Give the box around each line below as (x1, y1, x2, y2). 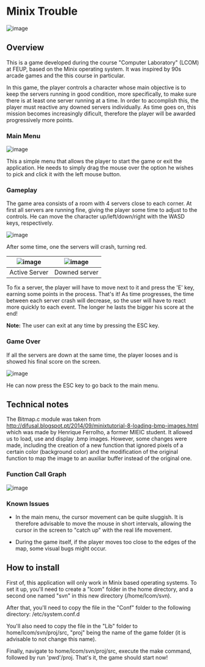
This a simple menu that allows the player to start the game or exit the (6, 158, 182, 165)
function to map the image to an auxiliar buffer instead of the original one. (6, 454, 192, 462)
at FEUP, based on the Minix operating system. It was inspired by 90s (6, 65, 182, 72)
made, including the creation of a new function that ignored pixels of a (6, 442, 184, 449)
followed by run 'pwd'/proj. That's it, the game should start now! (6, 653, 168, 661)
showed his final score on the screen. (6, 357, 101, 365)
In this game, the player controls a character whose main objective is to (6, 84, 187, 91)
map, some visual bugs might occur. (15, 545, 107, 552)
